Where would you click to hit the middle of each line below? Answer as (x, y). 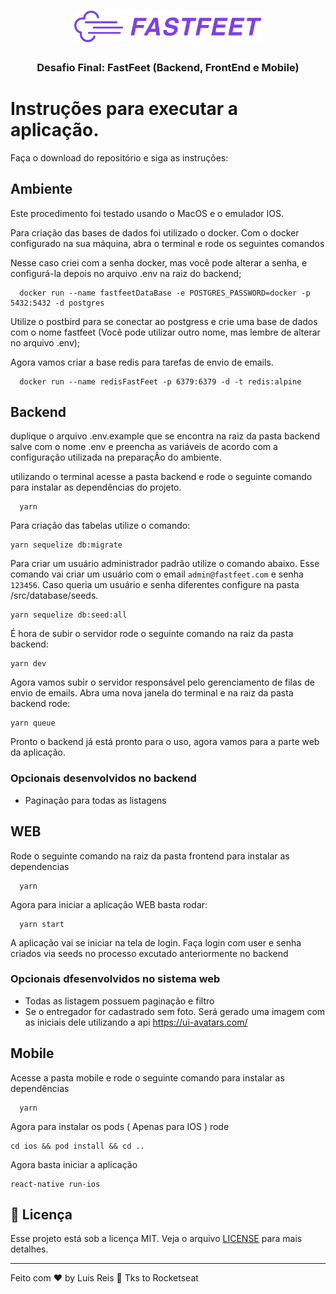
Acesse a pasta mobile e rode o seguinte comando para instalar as (147, 1077)
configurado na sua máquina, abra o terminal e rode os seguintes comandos (167, 243)
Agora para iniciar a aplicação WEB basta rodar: (109, 904)
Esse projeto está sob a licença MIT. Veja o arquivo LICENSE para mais (156, 1239)
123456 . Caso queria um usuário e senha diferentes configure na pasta (155, 585)
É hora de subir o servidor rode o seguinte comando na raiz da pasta (152, 634)
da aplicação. (38, 752)
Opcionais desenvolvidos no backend (103, 778)
